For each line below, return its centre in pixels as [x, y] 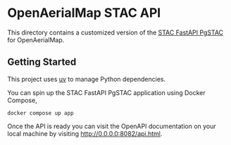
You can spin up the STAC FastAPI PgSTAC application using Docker [106, 92]
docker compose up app [40, 113]
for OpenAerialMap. [36, 39]
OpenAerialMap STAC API [84, 13]
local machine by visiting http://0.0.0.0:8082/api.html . [85, 133]
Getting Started [42, 62]
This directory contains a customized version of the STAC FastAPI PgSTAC [115, 32]
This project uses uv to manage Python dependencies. [87, 79]
